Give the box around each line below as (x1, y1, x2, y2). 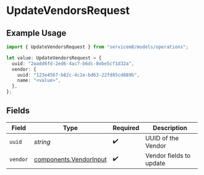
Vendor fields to (145, 151, 191, 160)
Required (112, 123, 140, 132)
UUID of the (145, 134, 179, 142)
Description (152, 123, 188, 132)
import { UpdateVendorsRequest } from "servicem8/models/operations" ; (6, 44, 189, 50)
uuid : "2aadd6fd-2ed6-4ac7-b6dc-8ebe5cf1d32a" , (12, 60, 135, 67)
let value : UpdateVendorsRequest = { (6, 55, 102, 61)
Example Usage (6, 28, 67, 38)
